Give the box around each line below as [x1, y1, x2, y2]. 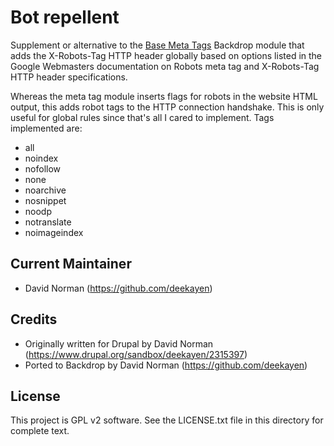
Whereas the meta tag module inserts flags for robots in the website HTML [10, 90, 318, 102]
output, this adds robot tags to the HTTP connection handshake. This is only [10, 101, 325, 113]
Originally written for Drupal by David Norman [24, 337, 214, 350]
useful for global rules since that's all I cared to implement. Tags [10, 111, 275, 123]
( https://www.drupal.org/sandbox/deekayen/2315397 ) [24, 348, 248, 360]
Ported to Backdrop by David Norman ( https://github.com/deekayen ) [24, 359, 308, 371]
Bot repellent [10, 6, 120, 29]
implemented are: [10, 122, 83, 134]
